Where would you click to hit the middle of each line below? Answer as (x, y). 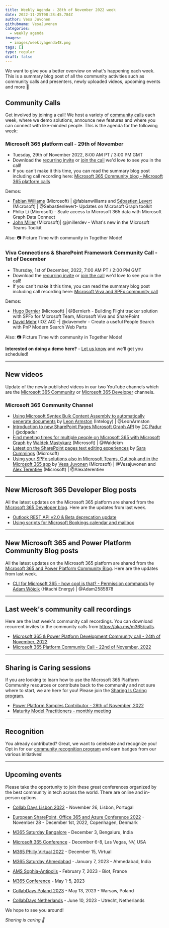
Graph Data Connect (34, 217)
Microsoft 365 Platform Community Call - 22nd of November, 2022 (82, 647)
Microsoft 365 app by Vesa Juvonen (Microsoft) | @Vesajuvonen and (84, 464)
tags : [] (14, 47)
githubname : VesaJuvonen (31, 24)
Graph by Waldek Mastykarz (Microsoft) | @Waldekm (68, 443)
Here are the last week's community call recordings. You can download (79, 621)
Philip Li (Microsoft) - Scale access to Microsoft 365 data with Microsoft (87, 212)
